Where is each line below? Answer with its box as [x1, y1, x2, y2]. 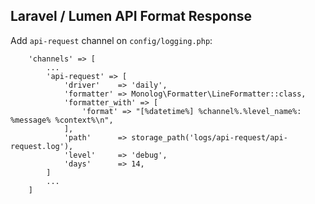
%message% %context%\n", [10, 115, 114, 125]
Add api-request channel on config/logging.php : [10, 34, 213, 46]
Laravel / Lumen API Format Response [10, 8, 253, 25]
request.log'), [10, 141, 74, 151]
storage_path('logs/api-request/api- [131, 132, 288, 143]
